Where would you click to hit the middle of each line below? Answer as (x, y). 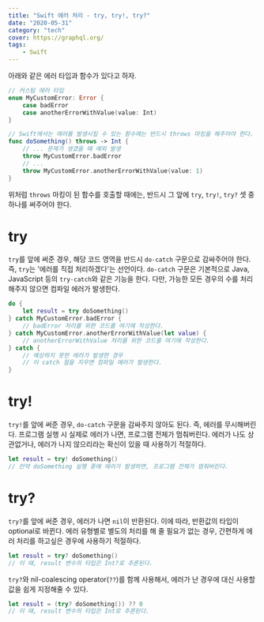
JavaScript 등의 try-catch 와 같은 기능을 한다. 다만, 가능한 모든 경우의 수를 (123, 279)
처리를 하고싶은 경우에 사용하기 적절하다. (79, 541)
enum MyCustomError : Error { (56, 98)
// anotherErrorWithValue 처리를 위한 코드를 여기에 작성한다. (116, 340)
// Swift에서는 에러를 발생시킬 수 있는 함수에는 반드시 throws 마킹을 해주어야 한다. (131, 134)
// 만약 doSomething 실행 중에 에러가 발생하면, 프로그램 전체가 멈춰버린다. (119, 466)
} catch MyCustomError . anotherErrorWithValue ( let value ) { (107, 333)
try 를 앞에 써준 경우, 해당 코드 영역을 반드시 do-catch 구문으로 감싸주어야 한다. (130, 259)
